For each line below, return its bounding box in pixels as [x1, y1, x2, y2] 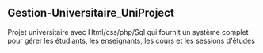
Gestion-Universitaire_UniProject [7, 6, 175, 20]
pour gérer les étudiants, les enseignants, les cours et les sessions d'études [7, 36, 255, 45]
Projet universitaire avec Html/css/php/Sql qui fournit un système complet [7, 27, 249, 36]
